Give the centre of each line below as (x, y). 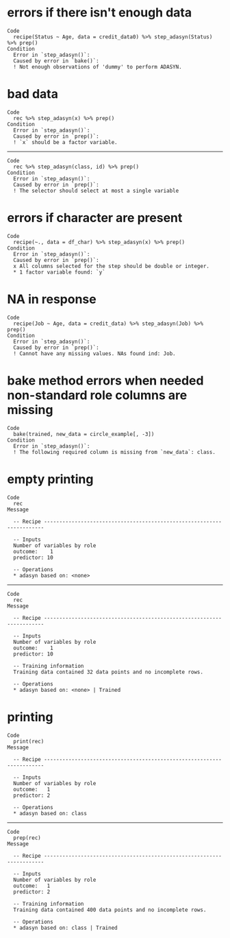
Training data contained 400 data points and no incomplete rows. (110, 910)
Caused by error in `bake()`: (56, 61)
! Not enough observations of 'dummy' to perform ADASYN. (98, 67)
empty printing (50, 479)
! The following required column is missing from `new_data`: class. (114, 452)
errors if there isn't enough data (100, 13)
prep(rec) (27, 838)
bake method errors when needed (105, 380)
